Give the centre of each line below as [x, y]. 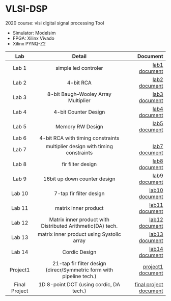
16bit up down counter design [79, 179]
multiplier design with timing [79, 146]
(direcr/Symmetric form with [79, 269]
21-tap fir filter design [80, 263]
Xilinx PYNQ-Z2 [29, 43]
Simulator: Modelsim [34, 33]
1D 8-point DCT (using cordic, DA [79, 284]
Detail [79, 56]
